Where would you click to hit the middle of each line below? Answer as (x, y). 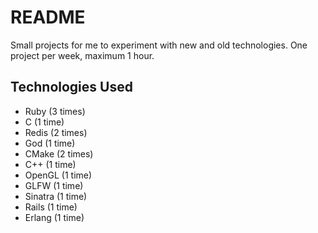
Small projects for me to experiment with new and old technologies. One (159, 45)
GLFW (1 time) (54, 185)
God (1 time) (50, 143)
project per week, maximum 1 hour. (82, 55)
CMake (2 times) (59, 153)
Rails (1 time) (51, 207)
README (48, 17)
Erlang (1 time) (54, 217)
